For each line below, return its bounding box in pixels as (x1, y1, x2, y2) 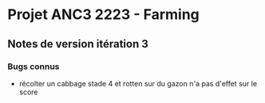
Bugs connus (7, 61, 60, 72)
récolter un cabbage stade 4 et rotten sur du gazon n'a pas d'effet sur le (18, 78, 257, 88)
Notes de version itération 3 (7, 37, 148, 51)
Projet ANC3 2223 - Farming (7, 6, 200, 24)
